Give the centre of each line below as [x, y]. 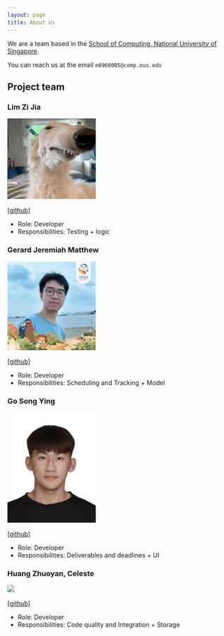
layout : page [26, 15]
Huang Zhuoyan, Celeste [51, 573]
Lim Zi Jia [24, 107]
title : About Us [31, 22]
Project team [36, 87]
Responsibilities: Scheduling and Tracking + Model [91, 383]
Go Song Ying [31, 401]
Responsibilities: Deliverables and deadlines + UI [88, 555]
